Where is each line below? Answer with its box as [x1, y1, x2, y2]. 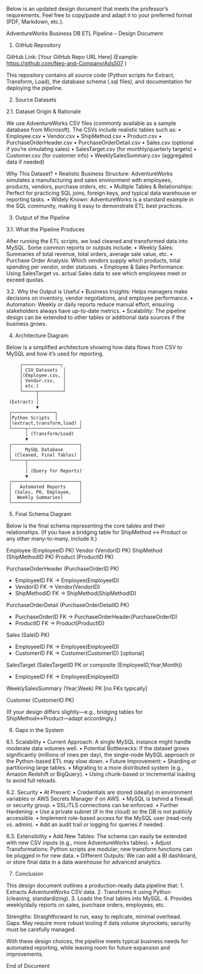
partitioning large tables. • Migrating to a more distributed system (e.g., [6, 764, 184, 771]
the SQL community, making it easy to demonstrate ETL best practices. [6, 203, 183, 209]
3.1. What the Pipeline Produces [6, 226, 85, 233]
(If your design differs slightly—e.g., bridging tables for [6, 708, 143, 715]
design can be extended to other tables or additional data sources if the [6, 314, 185, 321]
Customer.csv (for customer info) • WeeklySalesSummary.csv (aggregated [6, 152, 193, 159]
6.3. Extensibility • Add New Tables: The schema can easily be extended [6, 833, 187, 839]
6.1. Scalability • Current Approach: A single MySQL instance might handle [6, 738, 192, 745]
